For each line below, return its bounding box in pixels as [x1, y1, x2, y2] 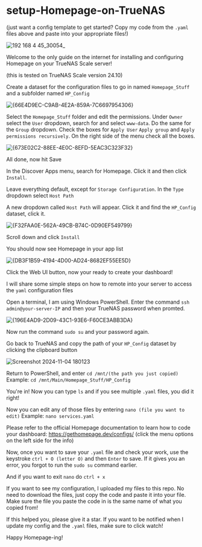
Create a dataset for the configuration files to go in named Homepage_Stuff [6, 83, 190, 91]
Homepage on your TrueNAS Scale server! [6, 60, 113, 67]
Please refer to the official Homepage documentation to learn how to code [6, 424, 191, 431]
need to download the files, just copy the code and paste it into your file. [6, 491, 186, 498]
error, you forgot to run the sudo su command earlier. [6, 461, 137, 469]
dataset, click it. [6, 210, 46, 217]
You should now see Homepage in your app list [6, 245, 124, 252]
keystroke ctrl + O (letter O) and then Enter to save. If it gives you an [6, 455, 185, 462]
